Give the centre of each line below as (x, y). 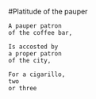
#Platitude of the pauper (48, 11)
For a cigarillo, (37, 74)
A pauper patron (35, 26)
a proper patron (35, 54)
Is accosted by (33, 47)
